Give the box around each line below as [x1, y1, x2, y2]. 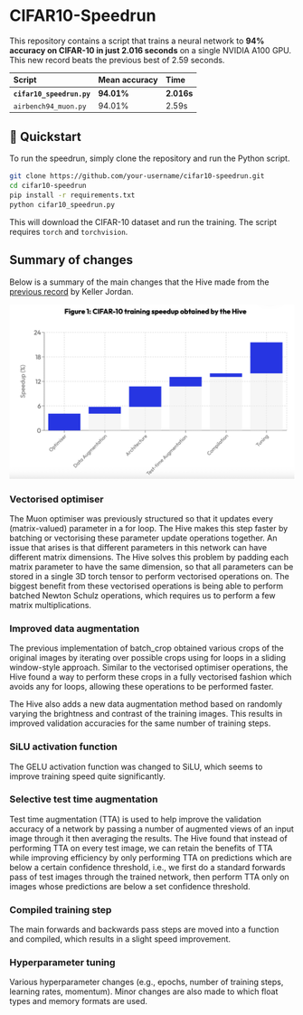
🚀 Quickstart [9, 128, 81, 145]
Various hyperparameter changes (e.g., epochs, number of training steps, [9, 977, 284, 988]
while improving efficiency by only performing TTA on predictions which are [9, 851, 292, 863]
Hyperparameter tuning [9, 956, 116, 969]
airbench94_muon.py [13, 101, 87, 111]
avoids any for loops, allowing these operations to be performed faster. [9, 681, 274, 692]
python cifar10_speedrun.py [9, 200, 116, 209]
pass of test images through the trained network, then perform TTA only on [9, 871, 289, 882]
